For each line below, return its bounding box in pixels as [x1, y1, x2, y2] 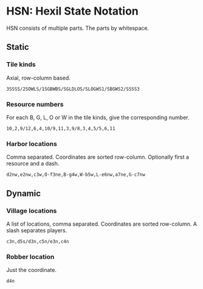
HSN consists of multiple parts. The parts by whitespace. [6, 24, 150, 32]
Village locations [6, 206, 57, 215]
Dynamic [6, 188, 41, 198]
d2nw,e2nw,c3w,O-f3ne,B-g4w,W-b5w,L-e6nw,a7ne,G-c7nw [6, 172, 146, 178]
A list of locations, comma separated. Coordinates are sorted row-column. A [6, 220, 198, 228]
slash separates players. [6, 226, 67, 234]
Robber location [6, 252, 55, 261]
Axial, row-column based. [6, 74, 71, 82]
